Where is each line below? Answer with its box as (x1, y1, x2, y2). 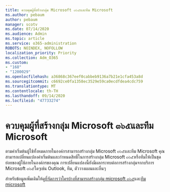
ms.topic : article (5, 36, 45, 41)
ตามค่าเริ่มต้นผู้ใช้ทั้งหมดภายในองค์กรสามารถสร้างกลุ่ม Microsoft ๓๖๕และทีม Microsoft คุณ (5, 148, 165, 154)
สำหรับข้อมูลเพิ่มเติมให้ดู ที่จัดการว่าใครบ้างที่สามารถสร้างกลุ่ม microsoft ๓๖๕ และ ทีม (5, 176, 146, 182)
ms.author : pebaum (5, 12, 45, 17)
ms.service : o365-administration (5, 41, 77, 46)
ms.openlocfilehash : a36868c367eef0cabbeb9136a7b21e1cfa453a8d (5, 74, 143, 79)
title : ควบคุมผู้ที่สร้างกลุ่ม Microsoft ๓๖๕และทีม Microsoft (5, 7, 113, 13)
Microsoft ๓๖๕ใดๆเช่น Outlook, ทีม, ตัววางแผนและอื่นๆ (5, 165, 106, 172)
